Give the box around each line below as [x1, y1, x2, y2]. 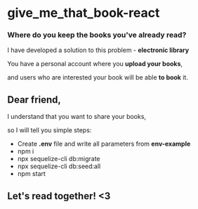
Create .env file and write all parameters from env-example [17, 139, 191, 148]
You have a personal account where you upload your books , [7, 60, 183, 68]
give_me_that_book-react [7, 5, 160, 21]
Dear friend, [7, 94, 62, 106]
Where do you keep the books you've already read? [7, 30, 187, 40]
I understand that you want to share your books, [7, 113, 146, 121]
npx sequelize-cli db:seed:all [17, 162, 101, 170]
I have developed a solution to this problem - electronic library [7, 46, 190, 54]
